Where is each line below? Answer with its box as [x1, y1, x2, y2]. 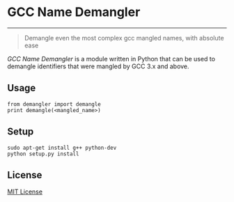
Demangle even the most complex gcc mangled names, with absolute [24, 33, 224, 42]
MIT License [7, 187, 43, 196]
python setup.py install [7, 150, 79, 157]
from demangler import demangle [7, 100, 101, 108]
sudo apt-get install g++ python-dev [7, 144, 117, 151]
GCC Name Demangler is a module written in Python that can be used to [7, 54, 216, 63]
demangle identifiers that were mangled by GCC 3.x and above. [7, 62, 189, 70]
